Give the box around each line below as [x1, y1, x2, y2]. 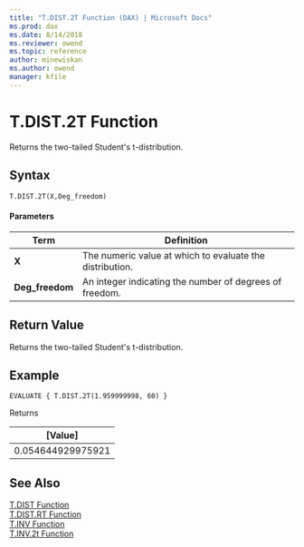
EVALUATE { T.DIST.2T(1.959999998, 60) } [9, 392, 168, 401]
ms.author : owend [9, 64, 75, 73]
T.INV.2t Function [9, 528, 74, 540]
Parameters [9, 210, 54, 222]
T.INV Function [9, 519, 65, 530]
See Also [9, 475, 61, 491]
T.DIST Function [9, 500, 70, 511]
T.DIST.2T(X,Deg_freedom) [9, 191, 107, 200]
